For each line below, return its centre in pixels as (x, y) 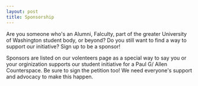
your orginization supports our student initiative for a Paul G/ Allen (87, 64)
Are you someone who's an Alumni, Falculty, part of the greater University (97, 34)
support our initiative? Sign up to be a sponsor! (63, 46)
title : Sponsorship (30, 17)
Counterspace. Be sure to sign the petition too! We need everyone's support (99, 70)
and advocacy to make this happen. (50, 77)
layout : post (22, 11)
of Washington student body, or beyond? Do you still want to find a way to (96, 40)
